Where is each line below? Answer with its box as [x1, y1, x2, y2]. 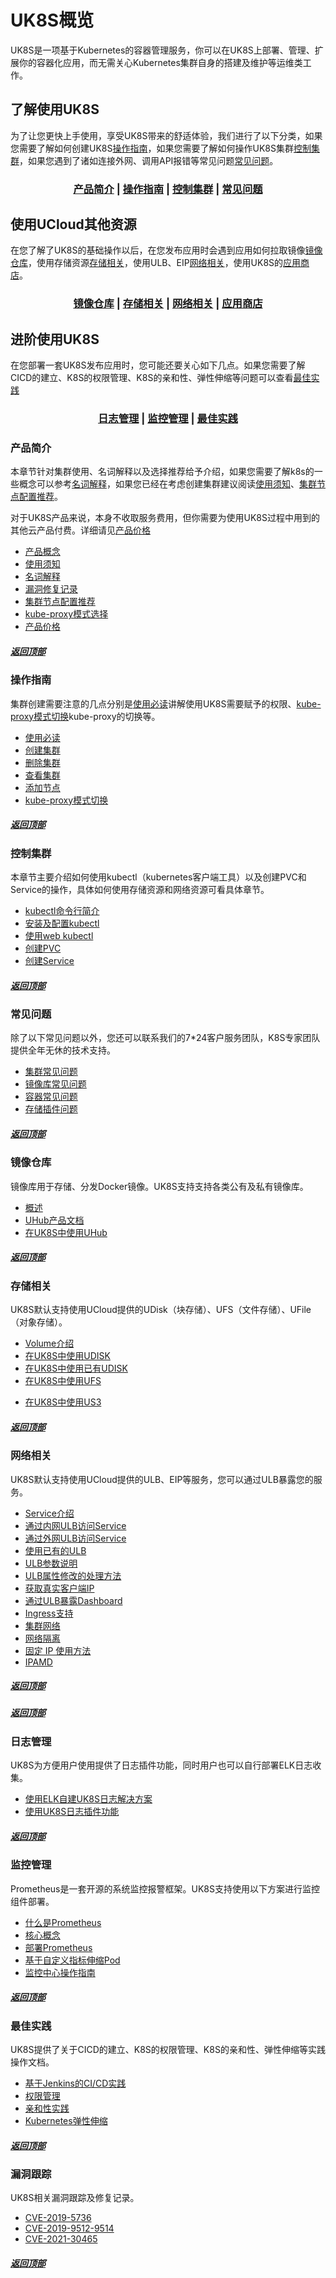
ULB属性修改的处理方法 [24, 1569, 122, 1581]
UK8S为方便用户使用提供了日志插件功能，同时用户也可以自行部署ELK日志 [10, 1759, 313, 1771]
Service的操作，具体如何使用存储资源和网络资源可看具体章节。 [10, 884, 270, 896]
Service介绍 [24, 1507, 75, 1519]
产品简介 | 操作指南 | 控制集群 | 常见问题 [73, 182, 263, 196]
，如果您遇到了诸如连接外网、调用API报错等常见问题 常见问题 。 [19, 154, 279, 166]
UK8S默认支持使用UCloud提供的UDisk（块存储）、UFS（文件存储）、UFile [10, 1304, 312, 1316]
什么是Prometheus [24, 1916, 102, 1928]
